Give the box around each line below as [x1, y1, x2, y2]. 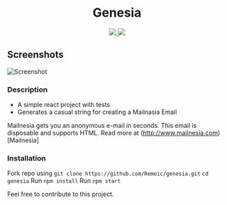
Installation [7, 153, 47, 163]
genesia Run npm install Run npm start [7, 177, 121, 185]
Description [7, 85, 48, 95]
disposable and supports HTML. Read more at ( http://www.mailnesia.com [7, 129, 218, 137]
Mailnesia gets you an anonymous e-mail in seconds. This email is [7, 122, 197, 130]
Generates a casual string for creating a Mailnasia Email [17, 108, 178, 116]
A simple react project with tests [17, 101, 110, 109]
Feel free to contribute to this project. [7, 190, 114, 199]
